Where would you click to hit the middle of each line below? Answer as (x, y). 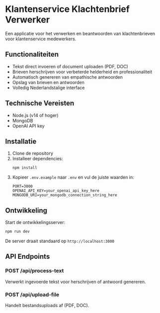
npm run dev (17, 232)
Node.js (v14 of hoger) (35, 115)
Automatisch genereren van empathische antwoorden (67, 77)
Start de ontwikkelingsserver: (35, 222)
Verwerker (28, 20)
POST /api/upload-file (32, 295)
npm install (25, 168)
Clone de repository (33, 153)
